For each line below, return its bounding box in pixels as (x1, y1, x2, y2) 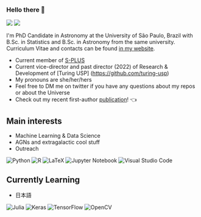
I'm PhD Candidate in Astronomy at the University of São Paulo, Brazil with (6, 32, 193, 39)
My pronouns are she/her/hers (15, 76, 93, 84)
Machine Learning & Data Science (15, 132, 100, 140)
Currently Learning (6, 174, 80, 185)
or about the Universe (15, 89, 70, 96)
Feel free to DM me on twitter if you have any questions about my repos (15, 82, 196, 90)
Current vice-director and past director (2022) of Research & (15, 63, 169, 71)
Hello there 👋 (6, 5, 46, 14)
